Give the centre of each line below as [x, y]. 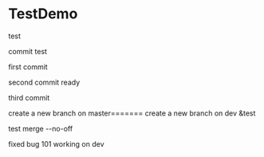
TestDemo [43, 14]
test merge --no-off [41, 128]
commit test [28, 51]
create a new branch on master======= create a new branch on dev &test [132, 113]
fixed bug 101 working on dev [56, 143]
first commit [28, 67]
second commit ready [44, 82]
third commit [29, 97]
